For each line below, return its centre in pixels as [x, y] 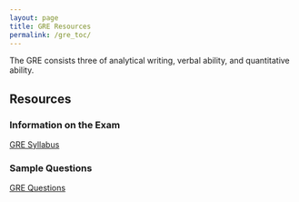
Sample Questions [51, 167]
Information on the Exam [65, 125]
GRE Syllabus [35, 145]
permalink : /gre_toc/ [50, 35]
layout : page [34, 18]
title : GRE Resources [50, 26]
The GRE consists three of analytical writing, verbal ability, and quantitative [150, 61]
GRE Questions [38, 188]
